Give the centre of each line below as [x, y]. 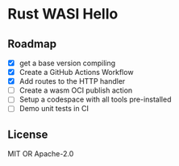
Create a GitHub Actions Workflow [76, 73]
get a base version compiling [67, 63]
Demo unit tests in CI [54, 109]
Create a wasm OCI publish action [76, 90]
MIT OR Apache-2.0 [41, 154]
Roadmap [32, 44]
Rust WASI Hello [63, 14]
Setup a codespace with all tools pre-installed [95, 100]
